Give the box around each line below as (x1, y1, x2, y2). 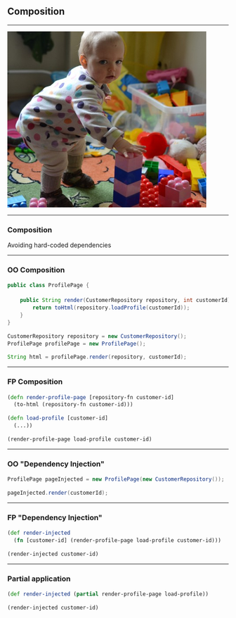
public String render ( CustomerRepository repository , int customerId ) (20, 297, 231, 304)
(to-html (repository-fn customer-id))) (13, 401, 133, 408)
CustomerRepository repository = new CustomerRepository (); (7, 332, 188, 340)
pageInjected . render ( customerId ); (7, 489, 109, 497)
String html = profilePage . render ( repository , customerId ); (7, 353, 188, 361)
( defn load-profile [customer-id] (7, 415, 109, 422)
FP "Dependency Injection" (7, 512, 103, 522)
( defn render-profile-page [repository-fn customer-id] (7, 393, 174, 401)
